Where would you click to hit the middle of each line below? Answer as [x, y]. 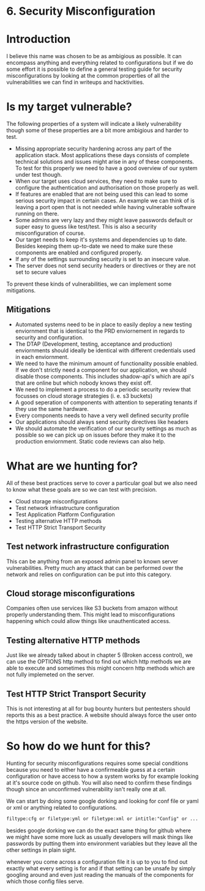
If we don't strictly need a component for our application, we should [101, 370]
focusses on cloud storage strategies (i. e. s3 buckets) [84, 396]
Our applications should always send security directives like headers [102, 422]
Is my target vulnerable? [69, 107]
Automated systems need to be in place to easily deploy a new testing [103, 324]
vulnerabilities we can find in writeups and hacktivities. [76, 82]
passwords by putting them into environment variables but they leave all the [102, 843]
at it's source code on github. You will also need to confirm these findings [99, 783]
